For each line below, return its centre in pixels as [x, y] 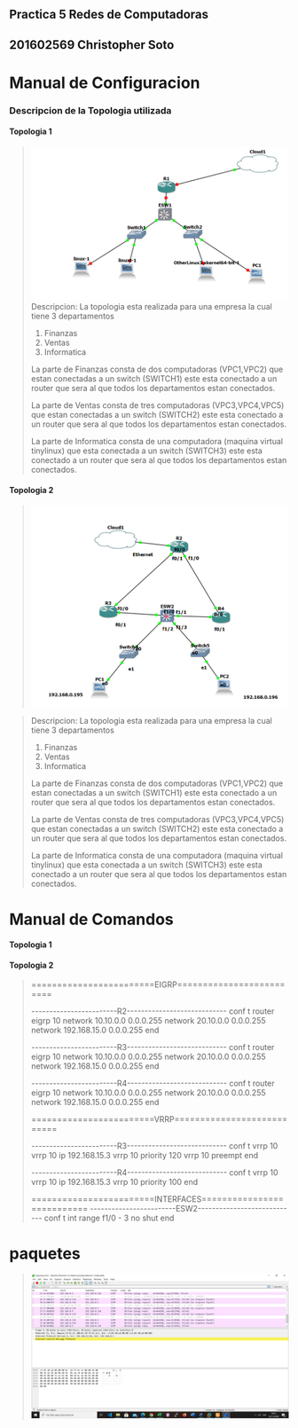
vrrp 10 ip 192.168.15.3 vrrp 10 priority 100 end [114, 1182]
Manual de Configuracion [105, 82]
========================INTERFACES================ [157, 1199]
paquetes [45, 1254]
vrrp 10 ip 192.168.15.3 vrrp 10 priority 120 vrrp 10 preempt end [145, 1156]
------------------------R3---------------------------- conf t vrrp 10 [154, 1146]
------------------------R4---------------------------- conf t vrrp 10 [154, 1173]
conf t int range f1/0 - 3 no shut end [109, 1218]
